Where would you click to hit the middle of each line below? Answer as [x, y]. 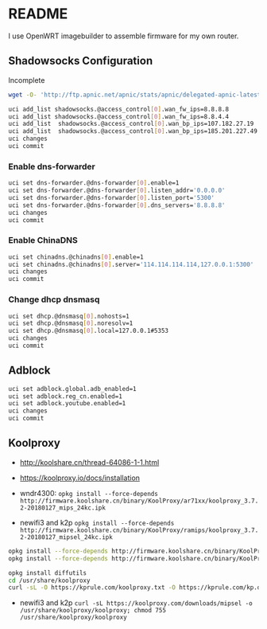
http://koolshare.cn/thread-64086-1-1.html [89, 462]
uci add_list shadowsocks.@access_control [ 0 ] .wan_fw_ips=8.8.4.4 [118, 116]
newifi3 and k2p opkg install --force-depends [97, 522]
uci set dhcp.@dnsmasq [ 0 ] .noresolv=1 [71, 323]
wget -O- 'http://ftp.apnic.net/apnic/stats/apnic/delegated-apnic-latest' [136, 95]
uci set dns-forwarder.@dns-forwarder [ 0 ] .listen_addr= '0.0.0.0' [117, 191]
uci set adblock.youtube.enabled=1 [67, 404]
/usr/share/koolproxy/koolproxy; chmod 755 [93, 611]
